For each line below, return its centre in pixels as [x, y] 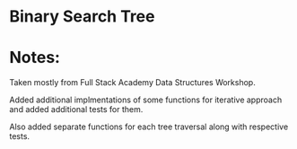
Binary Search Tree [82, 17]
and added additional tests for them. [76, 110]
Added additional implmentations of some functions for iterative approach [146, 100]
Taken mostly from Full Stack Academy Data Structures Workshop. [132, 83]
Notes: [35, 58]
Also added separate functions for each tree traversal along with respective [149, 127]
